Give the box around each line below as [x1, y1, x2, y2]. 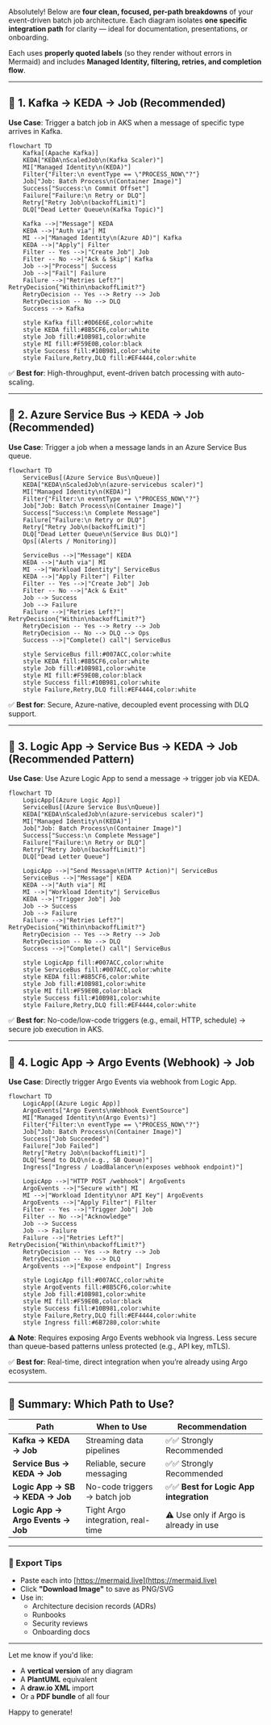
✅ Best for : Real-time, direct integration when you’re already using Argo [8, 1357, 248, 1367]
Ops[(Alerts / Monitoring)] [23, 537, 117, 545]
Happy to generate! [8, 1707, 73, 1717]
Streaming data [85, 1435, 144, 1446]
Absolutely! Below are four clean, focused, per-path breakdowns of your [8, 7, 254, 16]
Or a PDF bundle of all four [19, 1692, 110, 1702]
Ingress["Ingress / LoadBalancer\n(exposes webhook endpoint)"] [23, 1163, 244, 1172]
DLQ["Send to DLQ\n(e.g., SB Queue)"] [23, 1156, 153, 1165]
